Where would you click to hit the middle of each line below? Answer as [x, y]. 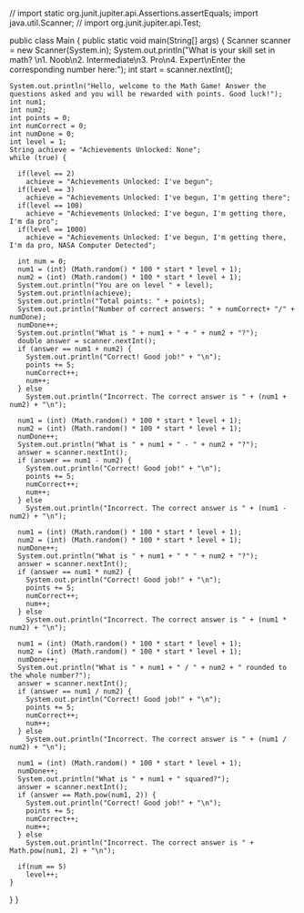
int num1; [28, 102]
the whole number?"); [51, 675]
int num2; [28, 110]
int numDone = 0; [42, 134]
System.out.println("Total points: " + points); [111, 301]
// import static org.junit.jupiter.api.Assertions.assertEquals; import [134, 13]
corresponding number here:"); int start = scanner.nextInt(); [122, 69]
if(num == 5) [42, 867]
